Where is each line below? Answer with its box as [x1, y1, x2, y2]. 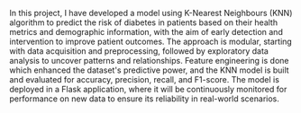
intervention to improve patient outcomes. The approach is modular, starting [9, 36, 293, 47]
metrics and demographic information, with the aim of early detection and [9, 27, 284, 37]
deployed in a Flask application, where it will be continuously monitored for [9, 84, 287, 94]
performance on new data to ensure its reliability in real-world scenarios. [9, 93, 279, 104]
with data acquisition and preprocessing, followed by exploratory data [9, 46, 269, 56]
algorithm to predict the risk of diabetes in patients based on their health [9, 17, 278, 28]
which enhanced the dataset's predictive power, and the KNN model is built [9, 65, 290, 75]
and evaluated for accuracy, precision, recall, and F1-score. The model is [9, 74, 279, 84]
